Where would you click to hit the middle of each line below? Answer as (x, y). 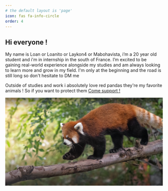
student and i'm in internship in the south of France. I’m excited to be (76, 60)
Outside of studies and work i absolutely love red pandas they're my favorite (84, 85)
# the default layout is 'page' (39, 11)
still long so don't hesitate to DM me (42, 76)
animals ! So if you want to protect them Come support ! (63, 91)
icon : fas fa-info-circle (32, 16)
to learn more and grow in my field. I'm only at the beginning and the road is (83, 70)
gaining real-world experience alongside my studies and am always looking (83, 65)
